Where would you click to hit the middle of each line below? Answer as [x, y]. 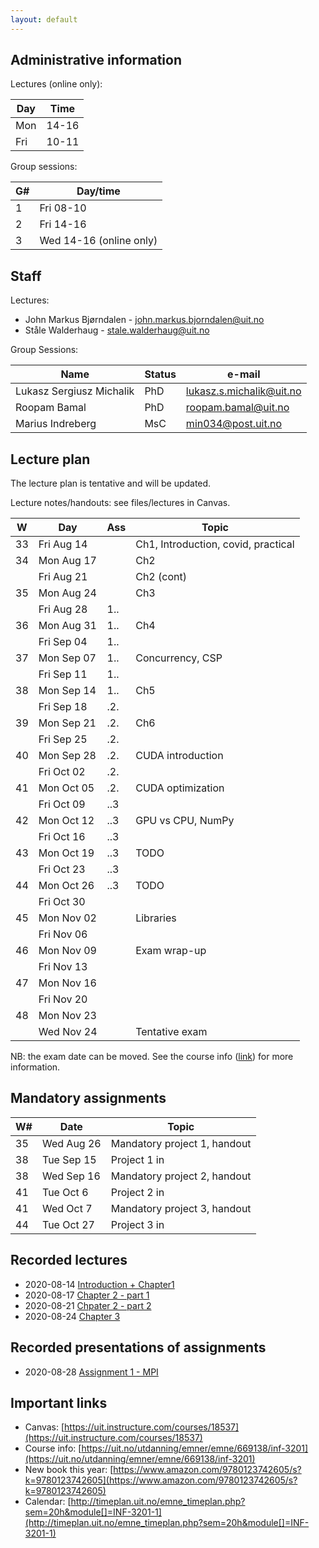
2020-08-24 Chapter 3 [72, 1316]
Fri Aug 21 [63, 577]
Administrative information [96, 60]
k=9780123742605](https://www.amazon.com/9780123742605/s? [161, 1480]
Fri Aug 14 [63, 544]
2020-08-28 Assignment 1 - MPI [91, 1372]
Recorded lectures [69, 1260]
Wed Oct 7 [67, 1208]
